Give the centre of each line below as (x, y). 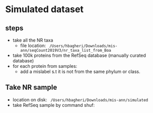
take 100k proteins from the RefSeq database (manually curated (79, 55)
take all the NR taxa (33, 40)
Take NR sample (31, 87)
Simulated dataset (44, 9)
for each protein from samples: (45, 66)
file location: (33, 46)
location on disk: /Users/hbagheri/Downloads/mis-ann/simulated (80, 99)
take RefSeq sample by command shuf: (53, 105)
